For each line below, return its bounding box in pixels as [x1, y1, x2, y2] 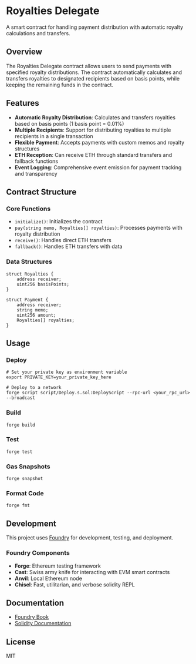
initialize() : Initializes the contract [14, 218, 103, 225]
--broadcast [6, 395, 35, 401]
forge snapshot [6, 476, 43, 482]
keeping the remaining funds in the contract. [6, 81, 113, 88]
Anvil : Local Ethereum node [14, 575, 82, 582]
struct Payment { [6, 297, 49, 303]
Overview [6, 47, 43, 57]
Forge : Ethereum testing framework [14, 562, 101, 569]
